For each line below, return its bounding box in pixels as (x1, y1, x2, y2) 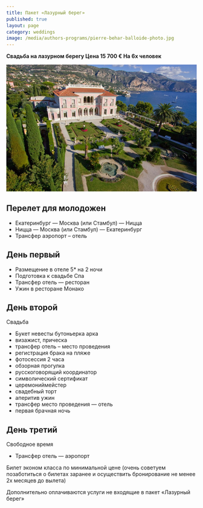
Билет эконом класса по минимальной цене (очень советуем (6, 464, 166, 471)
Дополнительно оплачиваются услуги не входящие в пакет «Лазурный (6, 489, 190, 496)
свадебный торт (14, 388, 57, 395)
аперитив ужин (14, 394, 55, 402)
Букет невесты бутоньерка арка (14, 330, 98, 338)
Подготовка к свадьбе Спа (14, 272, 85, 279)
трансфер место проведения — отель (14, 400, 113, 408)
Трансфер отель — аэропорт (14, 452, 90, 460)
